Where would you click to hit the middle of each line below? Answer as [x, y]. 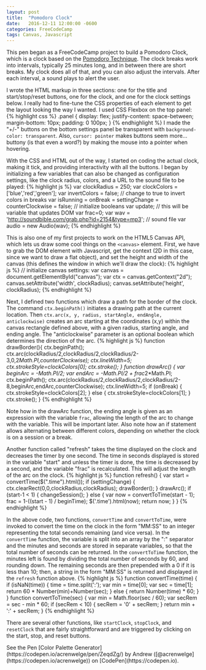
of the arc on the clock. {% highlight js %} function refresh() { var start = [98, 475]
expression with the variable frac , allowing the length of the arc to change [100, 418]
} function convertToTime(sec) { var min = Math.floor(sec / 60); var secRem [102, 598]
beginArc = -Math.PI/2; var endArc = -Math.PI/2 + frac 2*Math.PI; [90, 373]
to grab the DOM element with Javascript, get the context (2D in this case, [100, 251]
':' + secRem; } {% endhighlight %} [51, 611]
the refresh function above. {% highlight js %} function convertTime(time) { [102, 578]
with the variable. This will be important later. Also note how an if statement [101, 424]
